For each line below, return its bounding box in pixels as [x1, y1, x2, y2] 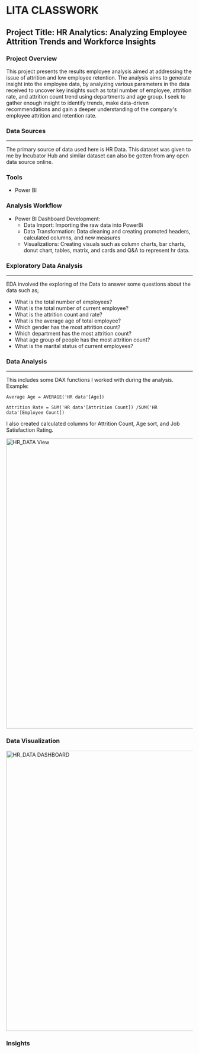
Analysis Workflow [6, 201, 62, 210]
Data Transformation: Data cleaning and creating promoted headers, [23, 227, 191, 235]
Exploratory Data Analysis [6, 261, 83, 270]
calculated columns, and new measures [23, 234, 121, 241]
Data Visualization [6, 737, 60, 745]
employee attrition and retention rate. [6, 112, 97, 119]
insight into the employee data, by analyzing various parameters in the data [6, 80, 190, 87]
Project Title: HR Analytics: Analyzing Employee [6, 27, 188, 37]
